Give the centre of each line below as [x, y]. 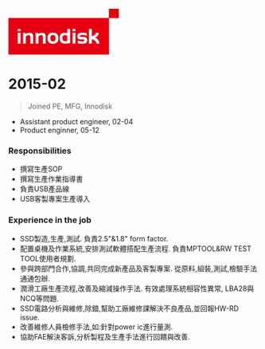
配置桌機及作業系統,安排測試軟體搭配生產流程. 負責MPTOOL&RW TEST [136, 249]
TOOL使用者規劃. [48, 258]
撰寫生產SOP [41, 169]
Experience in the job [50, 220]
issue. [29, 317]
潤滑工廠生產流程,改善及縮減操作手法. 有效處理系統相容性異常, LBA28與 [137, 288]
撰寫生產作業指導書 [51, 179]
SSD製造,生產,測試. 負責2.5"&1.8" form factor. [94, 238]
